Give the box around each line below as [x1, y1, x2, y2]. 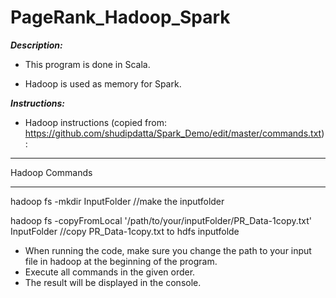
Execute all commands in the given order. [24, 266, 196, 278]
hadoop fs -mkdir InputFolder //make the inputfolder [10, 195, 225, 207]
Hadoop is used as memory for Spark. [24, 77, 182, 90]
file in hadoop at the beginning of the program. [24, 255, 218, 267]
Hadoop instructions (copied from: [24, 116, 167, 128]
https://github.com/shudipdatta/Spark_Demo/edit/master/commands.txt [24, 127, 322, 139]
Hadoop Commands [10, 166, 93, 178]
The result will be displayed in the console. [24, 276, 202, 288]
